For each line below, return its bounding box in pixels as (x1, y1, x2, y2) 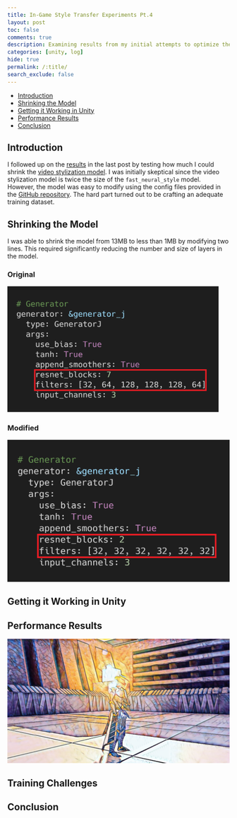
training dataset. (7, 198, 55, 206)
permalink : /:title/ (7, 64, 68, 71)
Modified (7, 423, 39, 433)
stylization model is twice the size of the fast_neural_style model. (7, 175, 201, 184)
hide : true (7, 56, 39, 64)
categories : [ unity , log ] (7, 49, 83, 56)
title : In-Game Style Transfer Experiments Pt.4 (7, 11, 153, 18)
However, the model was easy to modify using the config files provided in (7, 183, 221, 191)
